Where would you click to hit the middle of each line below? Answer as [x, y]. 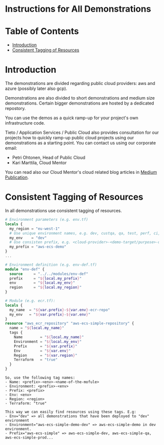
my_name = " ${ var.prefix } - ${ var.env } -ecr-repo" [60, 310]
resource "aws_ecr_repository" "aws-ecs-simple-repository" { [70, 323]
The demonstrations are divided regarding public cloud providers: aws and [80, 84]
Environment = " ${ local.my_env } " [48, 341]
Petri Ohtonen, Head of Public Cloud [49, 158]
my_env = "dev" [28, 238]
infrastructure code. [25, 123]
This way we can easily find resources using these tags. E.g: [71, 412]
